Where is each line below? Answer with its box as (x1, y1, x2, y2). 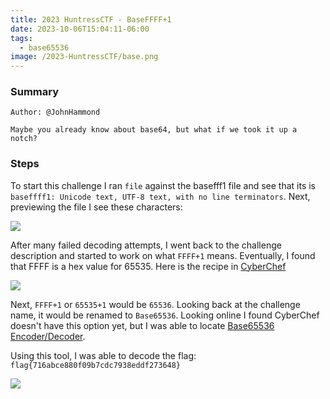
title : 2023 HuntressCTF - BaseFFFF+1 (10, 14, 172, 25)
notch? (10, 134, 38, 144)
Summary (10, 85, 60, 99)
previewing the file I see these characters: (10, 201, 183, 213)
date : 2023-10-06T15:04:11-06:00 (10, 24, 150, 34)
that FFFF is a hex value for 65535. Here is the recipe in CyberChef (10, 260, 287, 272)
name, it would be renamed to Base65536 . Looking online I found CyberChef (10, 309, 320, 321)
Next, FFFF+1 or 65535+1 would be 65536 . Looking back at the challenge (10, 298, 301, 310)
